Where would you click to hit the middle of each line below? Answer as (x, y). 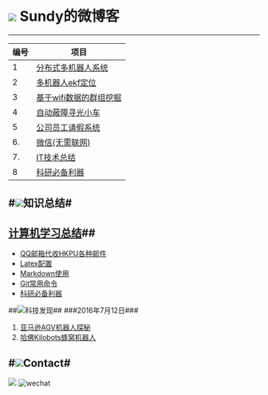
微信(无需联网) (63, 142)
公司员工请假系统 (69, 127)
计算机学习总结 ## (52, 233)
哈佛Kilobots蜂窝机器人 (58, 338)
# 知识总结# (40, 203)
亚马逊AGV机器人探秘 (55, 327)
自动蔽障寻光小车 (69, 113)
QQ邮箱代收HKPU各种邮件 (63, 254)
